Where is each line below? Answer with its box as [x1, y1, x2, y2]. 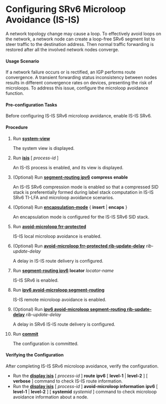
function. [5, 90, 24, 96]
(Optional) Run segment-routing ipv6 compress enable [12, 174, 128, 180]
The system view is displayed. [12, 145, 75, 151]
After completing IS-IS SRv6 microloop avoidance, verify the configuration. [5, 363, 159, 369]
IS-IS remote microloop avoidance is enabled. [12, 296, 106, 303]
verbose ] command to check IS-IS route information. [12, 378, 123, 384]
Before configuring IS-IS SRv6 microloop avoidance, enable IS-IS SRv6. [5, 113, 152, 119]
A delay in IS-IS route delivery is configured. [12, 258, 103, 264]
